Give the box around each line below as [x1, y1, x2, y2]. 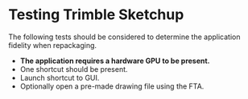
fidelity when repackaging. [8, 40, 97, 49]
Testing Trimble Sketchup [8, 6, 184, 24]
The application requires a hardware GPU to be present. [19, 56, 211, 65]
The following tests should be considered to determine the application [8, 32, 241, 42]
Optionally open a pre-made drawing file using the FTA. [19, 81, 205, 91]
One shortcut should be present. [19, 64, 128, 73]
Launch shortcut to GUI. [19, 73, 100, 82]
